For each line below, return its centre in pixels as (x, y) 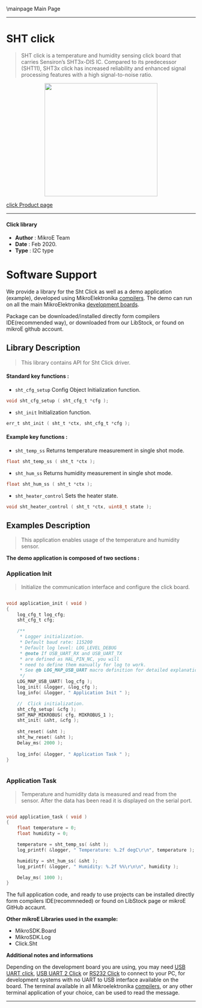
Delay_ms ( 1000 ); (40, 878)
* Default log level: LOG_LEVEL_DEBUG (68, 648)
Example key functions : (37, 437)
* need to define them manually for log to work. (83, 665)
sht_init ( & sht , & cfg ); (48, 721)
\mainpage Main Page (33, 9)
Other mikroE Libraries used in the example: (62, 919)
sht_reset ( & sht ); (41, 732)
